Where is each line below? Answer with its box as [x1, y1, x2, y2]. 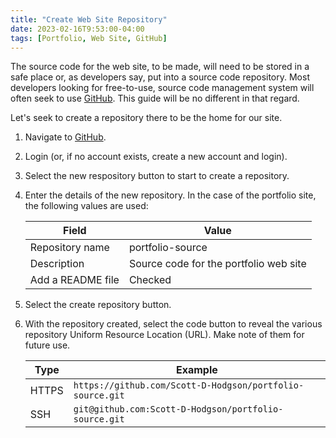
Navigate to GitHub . [24, 131, 107, 143]
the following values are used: [24, 200, 149, 212]
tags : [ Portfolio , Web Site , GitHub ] [10, 33, 168, 43]
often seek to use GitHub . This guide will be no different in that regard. [10, 92, 300, 105]
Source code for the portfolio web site [128, 257, 307, 271]
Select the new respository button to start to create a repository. [24, 170, 290, 182]
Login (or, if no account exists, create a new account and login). [24, 151, 288, 163]
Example [176, 363, 218, 377]
